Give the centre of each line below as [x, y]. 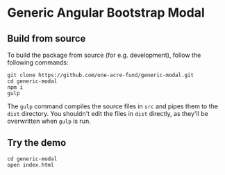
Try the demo [37, 143]
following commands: [38, 62]
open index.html [31, 165]
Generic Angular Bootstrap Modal [106, 13]
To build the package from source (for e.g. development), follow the [104, 55]
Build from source [47, 39]
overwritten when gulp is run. [49, 121]
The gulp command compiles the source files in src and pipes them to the [113, 106]
